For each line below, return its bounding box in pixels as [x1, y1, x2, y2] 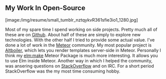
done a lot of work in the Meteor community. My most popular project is [5, 42, 152, 48]
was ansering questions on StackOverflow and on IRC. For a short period [5, 63, 155, 69]
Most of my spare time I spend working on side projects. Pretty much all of [5, 26, 158, 32]
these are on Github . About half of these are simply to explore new [5, 31, 141, 37]
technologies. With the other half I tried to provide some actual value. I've [5, 37, 155, 43]
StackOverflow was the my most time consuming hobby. [5, 68, 120, 74]
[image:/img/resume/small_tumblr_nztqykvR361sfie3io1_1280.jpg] [5, 17, 138, 23]
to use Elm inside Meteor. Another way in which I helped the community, [5, 57, 153, 63]
